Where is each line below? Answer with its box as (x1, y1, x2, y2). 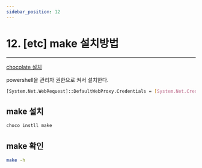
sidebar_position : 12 (6, 8, 61, 15)
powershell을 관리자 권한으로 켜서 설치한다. (6, 76, 109, 83)
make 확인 (6, 141, 44, 151)
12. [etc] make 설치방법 (6, 37, 119, 50)
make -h (6, 157, 26, 163)
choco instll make (6, 123, 52, 129)
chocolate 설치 (6, 63, 42, 70)
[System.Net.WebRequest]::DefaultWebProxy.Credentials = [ (6, 88, 158, 94)
